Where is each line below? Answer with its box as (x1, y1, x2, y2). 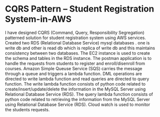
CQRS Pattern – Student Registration (5, 3, 155, 15)
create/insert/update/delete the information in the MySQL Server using (5, 86, 146, 92)
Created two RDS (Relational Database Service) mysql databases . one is (5, 40, 150, 45)
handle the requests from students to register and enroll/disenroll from (5, 60, 145, 66)
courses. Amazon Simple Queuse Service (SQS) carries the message (5, 65, 143, 71)
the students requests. (5, 106, 50, 112)
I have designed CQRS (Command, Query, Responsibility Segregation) (5, 29, 145, 35)
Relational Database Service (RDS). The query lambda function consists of (5, 91, 153, 97)
